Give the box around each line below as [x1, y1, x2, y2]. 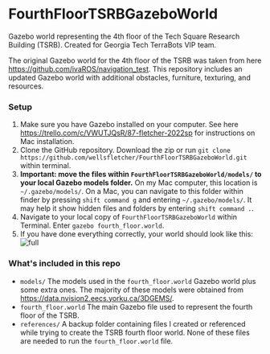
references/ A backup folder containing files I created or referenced [19, 319, 247, 328]
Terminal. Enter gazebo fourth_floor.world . [19, 220, 165, 230]
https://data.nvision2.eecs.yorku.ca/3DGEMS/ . [19, 293, 174, 303]
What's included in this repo [8, 258, 121, 270]
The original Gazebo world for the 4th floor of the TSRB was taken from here [8, 56, 262, 65]
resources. [8, 81, 44, 91]
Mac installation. [19, 137, 75, 146]
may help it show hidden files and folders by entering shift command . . [19, 204, 255, 213]
